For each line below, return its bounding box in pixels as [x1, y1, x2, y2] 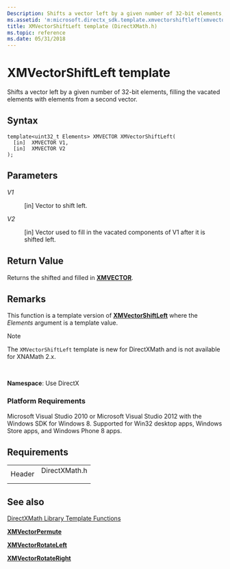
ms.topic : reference [7, 29, 66, 36]
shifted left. [24, 235, 56, 244]
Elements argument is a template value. [7, 318, 118, 327]
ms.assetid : [7, 16, 41, 23]
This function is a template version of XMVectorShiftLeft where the [7, 312, 199, 320]
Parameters [7, 170, 58, 182]
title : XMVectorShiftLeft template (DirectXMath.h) [7, 23, 157, 30]
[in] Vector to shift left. [24, 201, 88, 209]
